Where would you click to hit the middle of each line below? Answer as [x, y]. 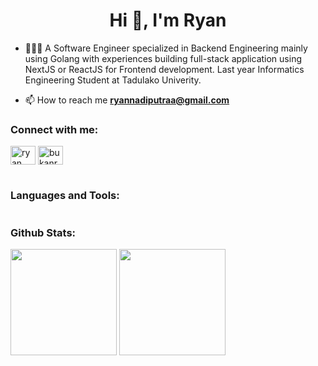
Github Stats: [43, 232]
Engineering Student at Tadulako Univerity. [113, 80]
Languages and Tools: [65, 196]
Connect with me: [54, 129]
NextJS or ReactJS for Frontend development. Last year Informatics [164, 69]
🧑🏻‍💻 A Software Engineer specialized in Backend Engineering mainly [166, 48]
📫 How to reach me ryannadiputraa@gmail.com [127, 100]
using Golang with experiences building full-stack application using [163, 58]
